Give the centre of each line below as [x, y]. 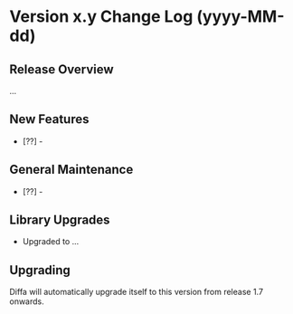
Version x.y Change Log [101, 17]
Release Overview [62, 69]
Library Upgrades [60, 220]
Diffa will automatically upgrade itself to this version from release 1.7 [137, 292]
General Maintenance [71, 170]
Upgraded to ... [51, 242]
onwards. [27, 301]
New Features [49, 119]
